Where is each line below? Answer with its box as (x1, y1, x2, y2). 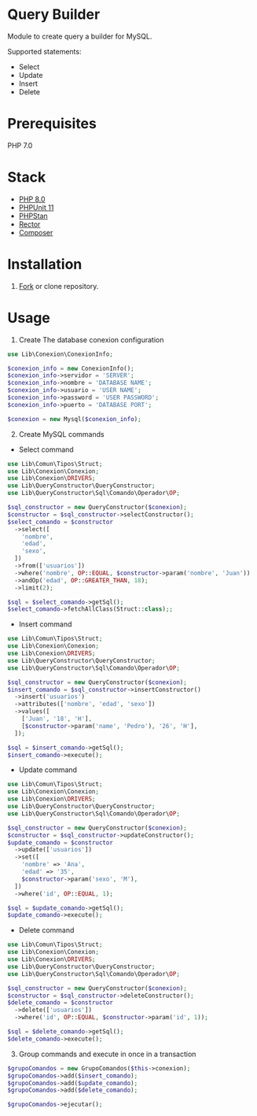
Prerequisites (7, 115, 97, 133)
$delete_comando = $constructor (7, 999, 113, 1007)
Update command (18, 765, 78, 774)
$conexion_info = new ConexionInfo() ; (7, 364, 134, 372)
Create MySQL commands (18, 429, 105, 438)
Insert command (18, 619, 72, 629)
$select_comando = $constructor (7, 518, 113, 526)
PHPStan (18, 211, 48, 220)
